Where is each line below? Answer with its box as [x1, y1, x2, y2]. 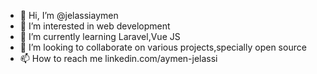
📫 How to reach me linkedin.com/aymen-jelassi [19, 53, 218, 64]
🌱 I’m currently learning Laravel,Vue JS [19, 31, 181, 42]
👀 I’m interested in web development [19, 20, 171, 32]
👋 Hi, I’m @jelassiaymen [19, 10, 119, 21]
